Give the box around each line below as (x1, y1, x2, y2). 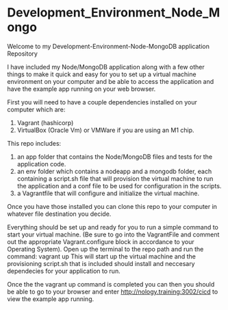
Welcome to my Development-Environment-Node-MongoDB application (7, 42, 210, 50)
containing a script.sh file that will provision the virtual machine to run (16, 174, 214, 183)
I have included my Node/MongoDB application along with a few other (7, 63, 205, 71)
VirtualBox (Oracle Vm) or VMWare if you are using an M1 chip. (16, 126, 194, 134)
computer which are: (7, 105, 66, 113)
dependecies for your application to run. (7, 267, 121, 275)
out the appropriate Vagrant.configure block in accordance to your (7, 237, 194, 245)
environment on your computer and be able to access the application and (7, 77, 214, 85)
